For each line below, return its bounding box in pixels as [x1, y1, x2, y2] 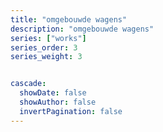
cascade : [10, 79, 47, 89]
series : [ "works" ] [10, 33, 87, 43]
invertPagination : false [19, 106, 123, 116]
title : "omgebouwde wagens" [10, 14, 128, 25]
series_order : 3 [10, 42, 78, 53]
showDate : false [19, 88, 87, 98]
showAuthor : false [19, 97, 97, 107]
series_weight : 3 [10, 52, 83, 62]
